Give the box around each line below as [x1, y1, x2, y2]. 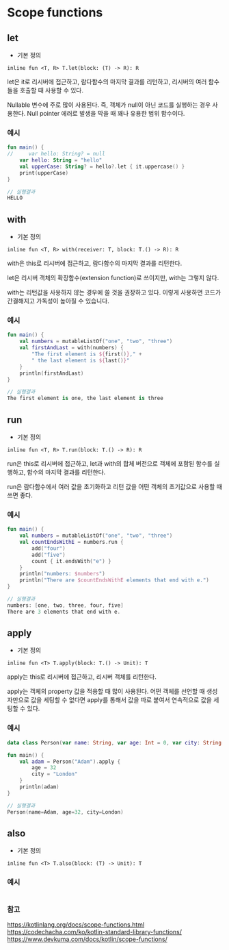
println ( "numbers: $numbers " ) [19, 571, 106, 577]
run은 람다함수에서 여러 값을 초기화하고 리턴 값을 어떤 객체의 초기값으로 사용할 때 [7, 482, 223, 490]
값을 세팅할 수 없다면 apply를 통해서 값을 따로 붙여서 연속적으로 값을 [30, 696, 212, 704]
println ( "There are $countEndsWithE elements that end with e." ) [19, 577, 210, 584]
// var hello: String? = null [7, 151, 106, 158]
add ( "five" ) [31, 551, 66, 558]
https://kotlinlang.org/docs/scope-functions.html [7, 920, 145, 929]
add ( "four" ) [31, 545, 66, 552]
